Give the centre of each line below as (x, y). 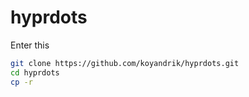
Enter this (30, 45)
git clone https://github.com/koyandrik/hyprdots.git (125, 63)
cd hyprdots (35, 72)
